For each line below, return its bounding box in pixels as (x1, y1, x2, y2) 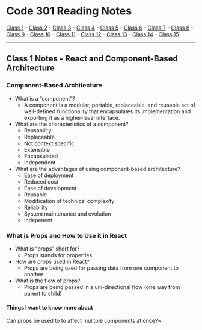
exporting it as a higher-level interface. (23, 114, 120, 121)
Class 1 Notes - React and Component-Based (6, 54, 179, 64)
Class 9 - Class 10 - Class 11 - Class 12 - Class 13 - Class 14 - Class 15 (6, 30, 179, 37)
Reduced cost (23, 178, 59, 185)
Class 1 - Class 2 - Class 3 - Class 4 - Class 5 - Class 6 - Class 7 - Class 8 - (6, 24, 194, 31)
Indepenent (23, 216, 53, 223)
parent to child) (23, 290, 62, 297)
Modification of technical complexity (23, 197, 115, 204)
